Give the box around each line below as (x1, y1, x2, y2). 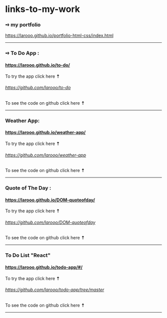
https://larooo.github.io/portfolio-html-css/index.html (5, 32, 114, 38)
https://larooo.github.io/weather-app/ (5, 130, 86, 136)
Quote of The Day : (5, 184, 51, 191)
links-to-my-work (5, 3, 81, 15)
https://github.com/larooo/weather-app (5, 152, 86, 158)
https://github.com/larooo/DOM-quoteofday (5, 219, 96, 225)
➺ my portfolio (5, 21, 41, 28)
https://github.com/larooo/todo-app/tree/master (5, 287, 104, 293)
